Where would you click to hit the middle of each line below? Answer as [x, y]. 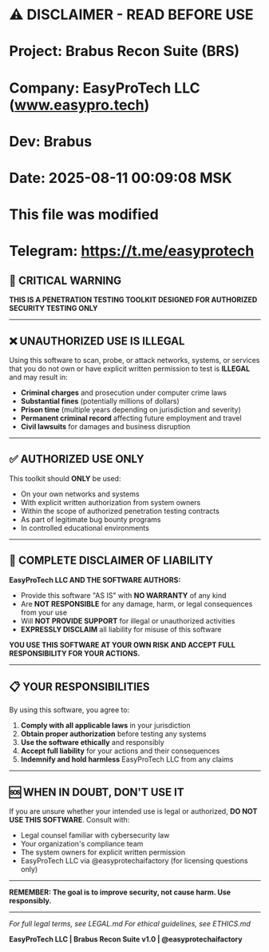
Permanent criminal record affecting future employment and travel [131, 418]
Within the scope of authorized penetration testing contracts [120, 511]
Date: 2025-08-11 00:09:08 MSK [121, 178]
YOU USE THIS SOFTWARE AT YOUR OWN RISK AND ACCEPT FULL [123, 644]
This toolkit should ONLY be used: [65, 478]
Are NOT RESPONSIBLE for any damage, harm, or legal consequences [136, 603]
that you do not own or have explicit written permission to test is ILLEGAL [130, 368]
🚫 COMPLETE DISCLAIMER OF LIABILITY [111, 561]
